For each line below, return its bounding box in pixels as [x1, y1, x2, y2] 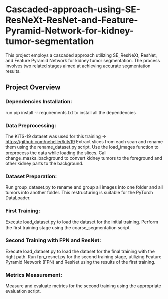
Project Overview [5, 83, 61, 92]
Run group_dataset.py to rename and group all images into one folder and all [5, 184, 163, 190]
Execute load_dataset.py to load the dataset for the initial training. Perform [5, 219, 159, 225]
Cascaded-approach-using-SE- [5, 4, 141, 15]
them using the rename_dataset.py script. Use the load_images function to [5, 144, 159, 150]
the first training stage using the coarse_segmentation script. [5, 224, 131, 230]
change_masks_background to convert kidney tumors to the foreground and [5, 155, 163, 161]
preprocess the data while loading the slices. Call [5, 149, 107, 156]
